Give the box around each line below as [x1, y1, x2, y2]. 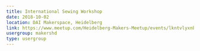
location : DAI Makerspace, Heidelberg [6, 19, 102, 25]
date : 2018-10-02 [6, 14, 49, 20]
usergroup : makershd [6, 30, 58, 36]
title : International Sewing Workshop [6, 8, 102, 15]
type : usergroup [6, 36, 46, 42]
